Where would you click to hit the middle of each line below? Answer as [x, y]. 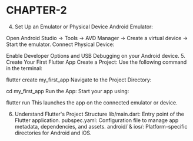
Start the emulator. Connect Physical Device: [60, 44]
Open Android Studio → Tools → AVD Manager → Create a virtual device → [97, 38]
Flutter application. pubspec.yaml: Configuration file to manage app [96, 120]
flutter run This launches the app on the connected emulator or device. [92, 102]
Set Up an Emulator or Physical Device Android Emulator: [84, 27]
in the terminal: [24, 68]
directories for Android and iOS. [53, 133]
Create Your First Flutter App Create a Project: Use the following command [96, 62]
